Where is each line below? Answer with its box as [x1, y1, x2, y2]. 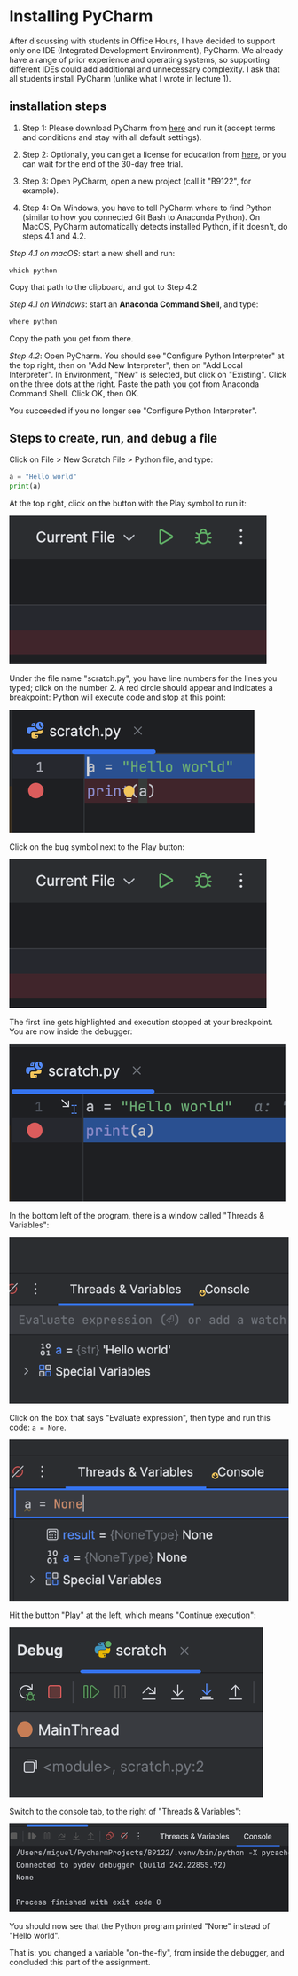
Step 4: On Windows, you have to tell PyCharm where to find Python [21, 202, 272, 213]
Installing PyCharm [9, 6, 153, 27]
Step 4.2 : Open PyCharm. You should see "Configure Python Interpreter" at [9, 350, 285, 361]
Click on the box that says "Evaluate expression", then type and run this [9, 1413, 271, 1423]
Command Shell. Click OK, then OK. [9, 388, 140, 398]
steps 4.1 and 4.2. [21, 231, 87, 241]
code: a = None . [9, 1422, 67, 1433]
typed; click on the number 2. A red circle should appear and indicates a [9, 683, 273, 694]
